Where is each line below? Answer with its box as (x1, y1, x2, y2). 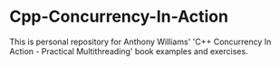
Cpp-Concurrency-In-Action (9, 6, 229, 27)
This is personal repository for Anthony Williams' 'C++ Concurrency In (9, 36, 272, 47)
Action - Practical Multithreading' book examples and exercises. (9, 45, 248, 56)
